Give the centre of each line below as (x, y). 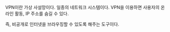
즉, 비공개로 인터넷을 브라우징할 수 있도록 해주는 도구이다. (62, 24)
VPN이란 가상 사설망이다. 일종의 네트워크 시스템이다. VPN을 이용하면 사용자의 (82, 7)
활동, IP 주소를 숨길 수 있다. (41, 13)
